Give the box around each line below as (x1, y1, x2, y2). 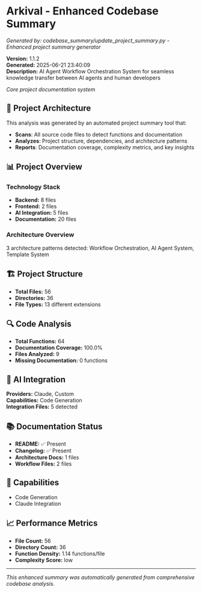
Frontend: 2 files (14, 203, 57, 210)
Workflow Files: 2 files (14, 460, 72, 467)
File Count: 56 (14, 537, 51, 544)
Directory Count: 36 (14, 543, 66, 551)
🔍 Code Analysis (6, 319, 72, 329)
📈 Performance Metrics (6, 518, 98, 529)
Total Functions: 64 (14, 338, 65, 345)
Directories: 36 (14, 294, 54, 301)
